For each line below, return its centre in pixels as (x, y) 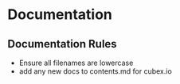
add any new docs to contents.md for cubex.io (95, 71)
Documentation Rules (62, 44)
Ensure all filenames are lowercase (76, 63)
